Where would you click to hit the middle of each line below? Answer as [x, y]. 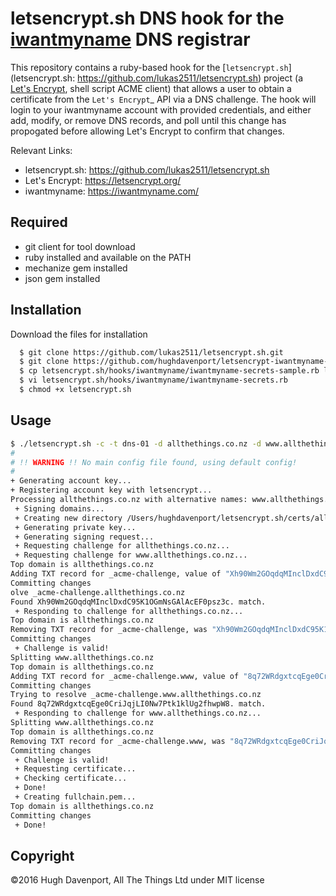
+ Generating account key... [71, 481]
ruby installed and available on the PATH [108, 257]
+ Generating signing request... [84, 537]
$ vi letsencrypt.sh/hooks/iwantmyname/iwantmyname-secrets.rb [153, 380]
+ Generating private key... [75, 527]
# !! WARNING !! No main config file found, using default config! [154, 462]
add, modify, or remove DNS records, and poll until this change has [148, 120]
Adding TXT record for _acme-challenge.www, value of [125, 676]
